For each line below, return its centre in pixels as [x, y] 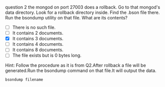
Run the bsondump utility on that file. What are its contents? [66, 18]
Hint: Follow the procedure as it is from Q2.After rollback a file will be [76, 65]
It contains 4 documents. [38, 44]
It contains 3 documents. [38, 39]
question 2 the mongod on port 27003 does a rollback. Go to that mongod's [83, 7]
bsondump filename [24, 80]
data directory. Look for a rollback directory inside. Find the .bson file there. [82, 12]
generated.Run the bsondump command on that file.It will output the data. [81, 71]
